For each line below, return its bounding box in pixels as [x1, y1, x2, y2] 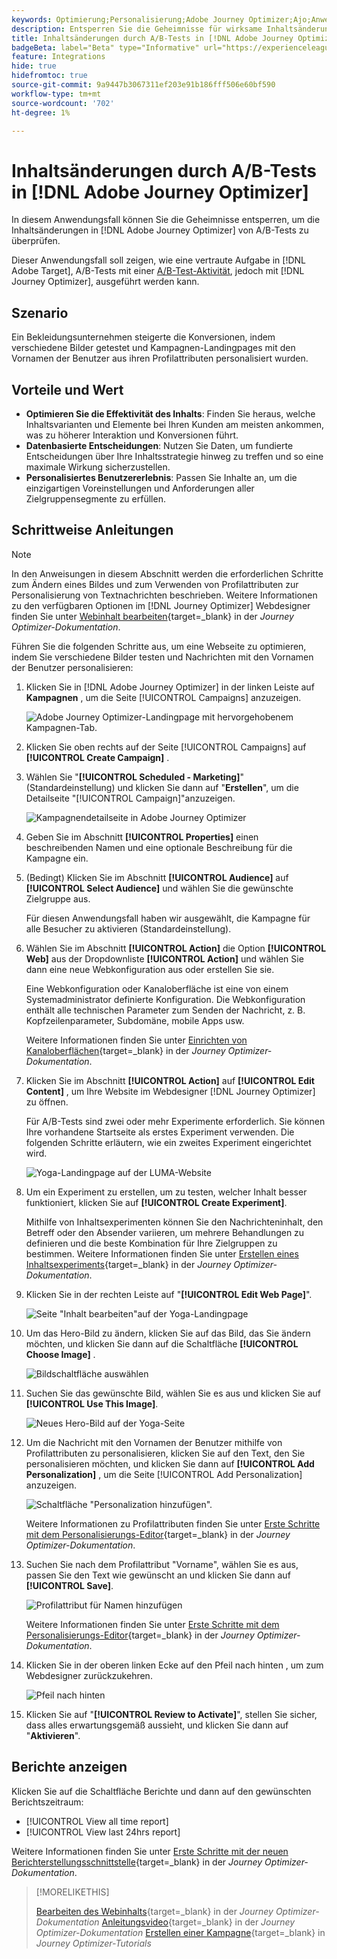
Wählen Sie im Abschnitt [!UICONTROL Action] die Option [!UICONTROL [25, 942, 327, 954]
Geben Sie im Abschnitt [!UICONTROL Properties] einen [25, 831, 259, 843]
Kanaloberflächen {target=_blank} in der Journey [25, 1044, 226, 1056]
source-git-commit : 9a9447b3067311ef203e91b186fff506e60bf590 [11, 80, 276, 90]
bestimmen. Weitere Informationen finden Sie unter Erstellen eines [25, 1247, 299, 1260]
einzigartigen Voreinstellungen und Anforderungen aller [25, 482, 255, 494]
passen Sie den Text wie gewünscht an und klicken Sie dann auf [25, 1569, 291, 1581]
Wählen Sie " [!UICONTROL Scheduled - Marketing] [25, 771, 241, 783]
